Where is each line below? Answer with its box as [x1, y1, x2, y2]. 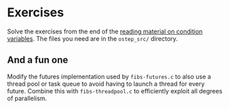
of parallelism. [7, 94, 47, 102]
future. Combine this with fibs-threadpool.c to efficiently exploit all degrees [7, 87, 223, 95]
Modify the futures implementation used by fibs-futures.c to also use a [7, 72, 211, 80]
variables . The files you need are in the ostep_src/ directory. [7, 34, 178, 42]
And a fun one [7, 54, 69, 66]
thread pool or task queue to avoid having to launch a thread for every [7, 80, 205, 88]
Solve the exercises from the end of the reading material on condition [7, 27, 203, 35]
